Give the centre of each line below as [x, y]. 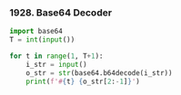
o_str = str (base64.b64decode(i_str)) [99, 73]
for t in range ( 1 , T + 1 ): [56, 56]
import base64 [36, 32]
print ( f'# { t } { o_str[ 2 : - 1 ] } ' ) [83, 81]
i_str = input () [57, 64]
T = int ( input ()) [42, 40]
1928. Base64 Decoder [60, 13]
